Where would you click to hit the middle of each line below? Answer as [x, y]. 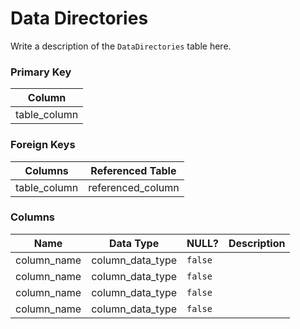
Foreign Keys [43, 145]
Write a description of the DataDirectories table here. [121, 46]
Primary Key [41, 72]
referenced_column [134, 187]
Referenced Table [133, 170]
